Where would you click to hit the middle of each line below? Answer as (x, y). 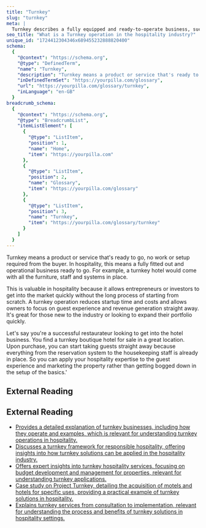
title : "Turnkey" (29, 12)
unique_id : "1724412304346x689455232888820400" (68, 40)
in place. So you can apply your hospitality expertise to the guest (88, 359)
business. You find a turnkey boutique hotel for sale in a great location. (96, 339)
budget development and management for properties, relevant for (98, 472)
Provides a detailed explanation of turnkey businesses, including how (103, 427)
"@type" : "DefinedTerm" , (49, 63)
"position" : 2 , (48, 177)
